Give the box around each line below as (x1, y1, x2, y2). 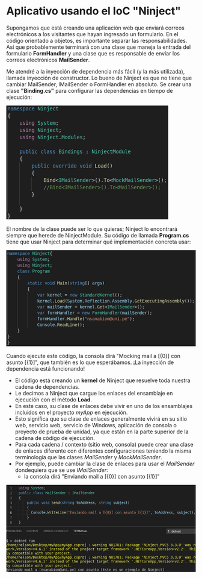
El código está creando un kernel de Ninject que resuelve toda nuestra (14, 377, 191, 384)
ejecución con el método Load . (14, 396, 92, 403)
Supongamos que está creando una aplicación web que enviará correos (6, 24, 185, 31)
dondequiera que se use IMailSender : (14, 466, 108, 474)
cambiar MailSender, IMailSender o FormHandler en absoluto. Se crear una (6, 80, 192, 88)
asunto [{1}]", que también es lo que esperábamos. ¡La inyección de (6, 359, 174, 366)
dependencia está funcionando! (6, 365, 85, 372)
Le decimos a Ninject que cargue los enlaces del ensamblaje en (14, 389, 173, 397)
